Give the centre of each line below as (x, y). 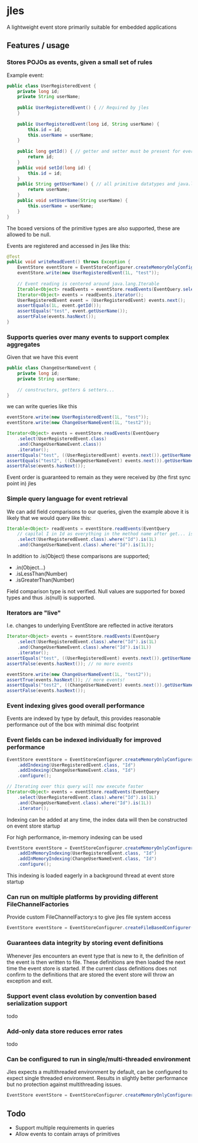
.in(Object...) (30, 567)
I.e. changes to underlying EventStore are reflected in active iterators (90, 626)
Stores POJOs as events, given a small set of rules (80, 62)
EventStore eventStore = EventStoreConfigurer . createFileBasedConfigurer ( (100, 928)
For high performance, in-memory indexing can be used (75, 837)
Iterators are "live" (34, 613)
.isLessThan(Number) (41, 574)
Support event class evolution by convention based (82, 996)
